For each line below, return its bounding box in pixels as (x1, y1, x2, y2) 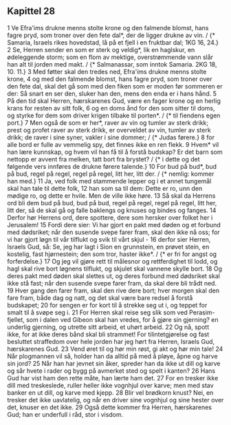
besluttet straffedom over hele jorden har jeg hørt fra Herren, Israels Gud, (7, 337, 215, 345)
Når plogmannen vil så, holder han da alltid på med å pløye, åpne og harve (7, 352, 218, 360)
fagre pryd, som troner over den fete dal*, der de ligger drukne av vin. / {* (7, 31, 215, 39)
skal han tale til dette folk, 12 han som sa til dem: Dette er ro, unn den (7, 184, 203, 192)
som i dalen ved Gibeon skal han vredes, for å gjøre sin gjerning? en (26, 315, 219, 323)
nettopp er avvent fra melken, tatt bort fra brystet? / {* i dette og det (7, 154, 200, 163)
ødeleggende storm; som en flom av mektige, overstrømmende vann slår (7, 53, 214, 61)
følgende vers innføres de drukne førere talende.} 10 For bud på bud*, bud (7, 162, 217, 170)
